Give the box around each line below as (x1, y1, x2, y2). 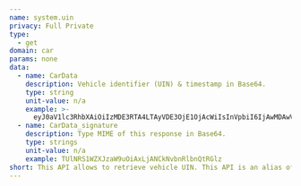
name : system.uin (9, 13, 74, 22)
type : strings (25, 138, 78, 147)
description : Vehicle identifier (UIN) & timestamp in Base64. (25, 80, 267, 89)
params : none (9, 55, 58, 63)
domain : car (9, 46, 54, 55)
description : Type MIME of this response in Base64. (25, 130, 227, 139)
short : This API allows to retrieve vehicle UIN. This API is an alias (9, 163, 282, 172)
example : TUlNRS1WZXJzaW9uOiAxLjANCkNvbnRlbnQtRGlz (25, 154, 222, 164)
